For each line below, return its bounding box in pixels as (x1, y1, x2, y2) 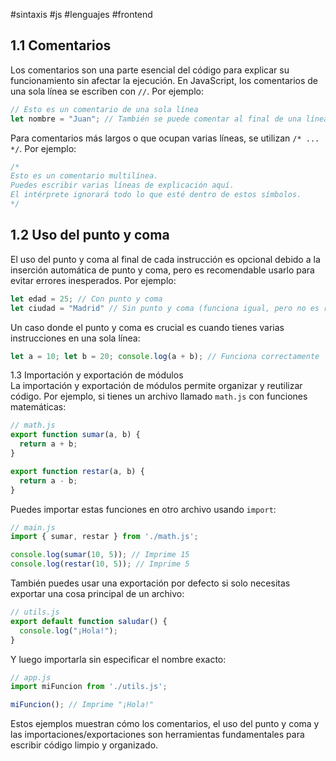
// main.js (10, 522, 56, 533)
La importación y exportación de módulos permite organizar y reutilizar (10, 380, 303, 392)
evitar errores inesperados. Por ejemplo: (10, 274, 177, 286)
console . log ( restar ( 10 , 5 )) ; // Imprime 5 (10, 559, 190, 569)
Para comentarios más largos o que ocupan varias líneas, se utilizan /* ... (10, 132, 320, 144)
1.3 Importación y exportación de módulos (10, 369, 184, 381)
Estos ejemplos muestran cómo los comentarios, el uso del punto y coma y (10, 718, 320, 730)
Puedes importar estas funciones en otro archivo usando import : (10, 503, 277, 515)
